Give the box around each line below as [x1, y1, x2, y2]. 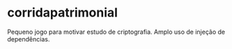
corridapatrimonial [7, 5, 118, 21]
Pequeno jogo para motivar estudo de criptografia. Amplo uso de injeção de [7, 28, 225, 36]
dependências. [7, 35, 50, 43]
